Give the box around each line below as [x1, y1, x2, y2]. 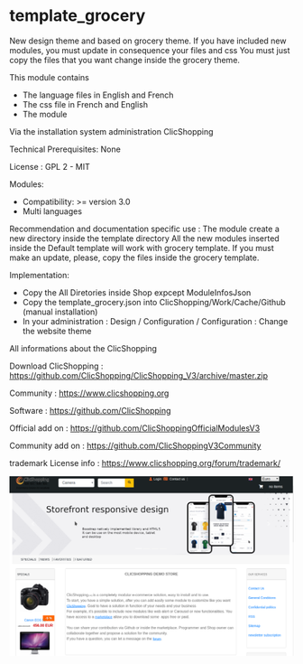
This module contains [9, 71, 90, 82]
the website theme [22, 325, 92, 336]
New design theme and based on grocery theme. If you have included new [9, 35, 287, 46]
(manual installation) [22, 306, 98, 317]
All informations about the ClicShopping [9, 342, 158, 353]
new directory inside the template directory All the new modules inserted [9, 232, 280, 244]
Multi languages [22, 205, 83, 217]
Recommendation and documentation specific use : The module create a [9, 223, 280, 234]
